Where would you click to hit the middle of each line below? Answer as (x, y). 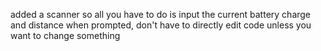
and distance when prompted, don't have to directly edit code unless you (161, 25)
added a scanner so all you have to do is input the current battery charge (161, 14)
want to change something (65, 35)
